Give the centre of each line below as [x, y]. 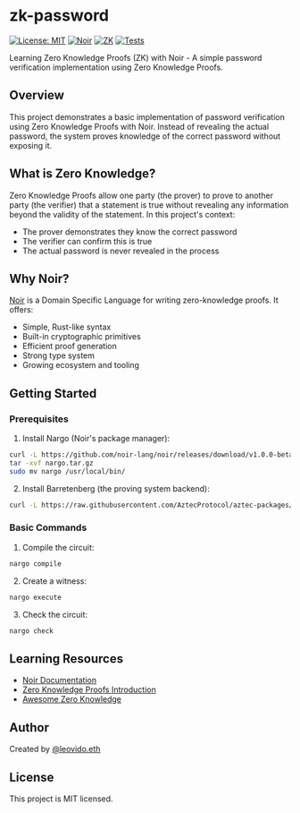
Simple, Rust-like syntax [67, 327]
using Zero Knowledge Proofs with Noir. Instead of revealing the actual [139, 126]
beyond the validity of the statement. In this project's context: [122, 214]
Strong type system [58, 355]
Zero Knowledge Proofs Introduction [89, 689]
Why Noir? [39, 278]
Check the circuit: [54, 614]
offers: [21, 310]
